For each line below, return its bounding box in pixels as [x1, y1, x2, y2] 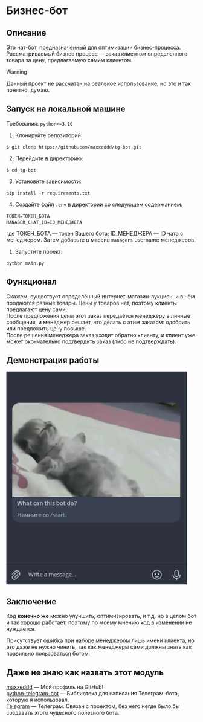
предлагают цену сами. [6, 306, 68, 313]
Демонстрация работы [6, 355, 100, 366]
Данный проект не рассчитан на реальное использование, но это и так [6, 80, 192, 87]
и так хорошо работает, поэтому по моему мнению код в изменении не [6, 619, 192, 626]
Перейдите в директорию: [14, 155, 83, 162]
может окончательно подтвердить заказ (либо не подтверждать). [6, 338, 176, 345]
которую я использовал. [6, 696, 69, 704]
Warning [6, 68, 27, 76]
